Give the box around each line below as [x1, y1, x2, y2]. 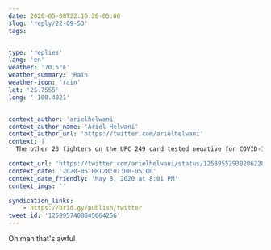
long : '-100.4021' [8, 94, 70, 102]
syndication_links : [8, 197, 74, 205]
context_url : [8, 160, 52, 168]
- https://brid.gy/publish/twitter [23, 204, 143, 212]
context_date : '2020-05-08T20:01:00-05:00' [8, 167, 157, 175]
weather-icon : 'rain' [8, 78, 81, 86]
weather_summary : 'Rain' [8, 71, 92, 79]
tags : [8, 27, 27, 35]
